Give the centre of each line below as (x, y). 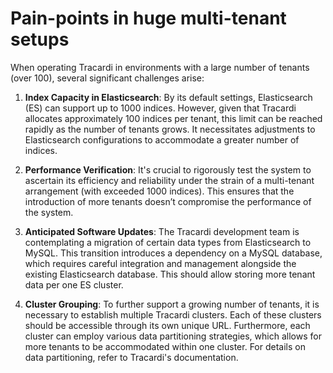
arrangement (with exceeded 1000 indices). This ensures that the (159, 191)
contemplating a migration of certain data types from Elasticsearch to (168, 242)
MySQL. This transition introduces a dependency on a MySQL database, (173, 253)
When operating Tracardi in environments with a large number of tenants (160, 67)
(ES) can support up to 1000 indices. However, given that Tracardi (160, 108)
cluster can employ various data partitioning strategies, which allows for (173, 336)
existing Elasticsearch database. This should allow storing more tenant (170, 274)
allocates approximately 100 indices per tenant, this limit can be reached (173, 118)
